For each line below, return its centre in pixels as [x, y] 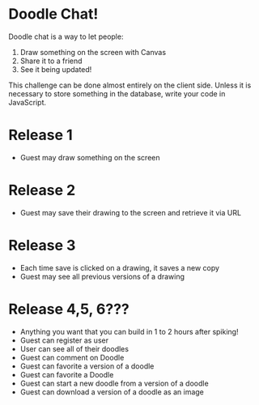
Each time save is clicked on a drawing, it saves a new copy [120, 267]
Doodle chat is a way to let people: [66, 36]
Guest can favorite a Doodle [67, 374]
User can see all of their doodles [74, 348]
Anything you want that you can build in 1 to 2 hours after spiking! [129, 331]
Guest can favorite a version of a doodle [87, 366]
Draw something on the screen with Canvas [93, 52]
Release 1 [40, 135]
